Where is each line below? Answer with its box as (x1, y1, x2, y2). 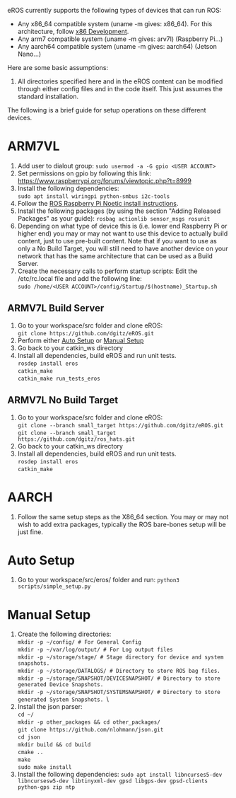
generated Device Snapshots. (17, 681, 104, 688)
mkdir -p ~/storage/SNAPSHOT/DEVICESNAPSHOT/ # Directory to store (17, 675, 220, 682)
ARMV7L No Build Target (7, 394, 119, 406)
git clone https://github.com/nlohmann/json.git (17, 727, 164, 734)
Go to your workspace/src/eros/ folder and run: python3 (17, 576, 180, 584)
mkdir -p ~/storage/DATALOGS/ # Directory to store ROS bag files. (17, 668, 220, 675)
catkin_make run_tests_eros (17, 375, 100, 382)
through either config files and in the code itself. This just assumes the (17, 85, 223, 93)
